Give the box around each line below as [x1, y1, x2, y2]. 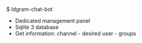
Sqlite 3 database [15, 24, 59, 30]
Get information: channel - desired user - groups [15, 30, 137, 37]
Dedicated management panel [15, 17, 91, 24]
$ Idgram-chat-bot [6, 6, 53, 13]
